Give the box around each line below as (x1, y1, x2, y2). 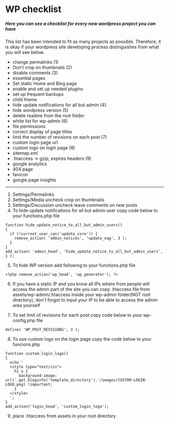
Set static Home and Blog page (12, 81, 77, 87)
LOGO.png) (5, 382, 26, 387)
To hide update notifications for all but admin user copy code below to (12, 208, 158, 214)
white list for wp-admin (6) (12, 118, 68, 124)
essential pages (12, 75, 46, 81)
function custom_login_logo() (5, 351, 69, 356)
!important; (27, 382, 53, 387)
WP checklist (5, 4, 62, 15)
